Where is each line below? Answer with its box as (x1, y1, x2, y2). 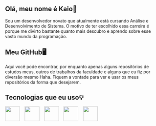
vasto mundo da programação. (5, 33, 67, 39)
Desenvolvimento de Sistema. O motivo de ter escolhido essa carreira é (5, 23, 149, 29)
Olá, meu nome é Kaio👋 (5, 5, 77, 13)
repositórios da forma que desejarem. (5, 79, 81, 85)
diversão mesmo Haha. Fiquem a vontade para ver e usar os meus (5, 74, 139, 80)
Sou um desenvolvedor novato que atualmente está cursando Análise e (5, 18, 149, 23)
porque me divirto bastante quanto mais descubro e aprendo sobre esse (5, 28, 151, 34)
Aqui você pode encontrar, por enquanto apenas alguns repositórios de (5, 63, 149, 69)
